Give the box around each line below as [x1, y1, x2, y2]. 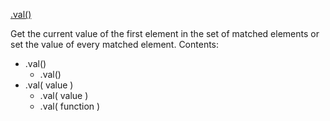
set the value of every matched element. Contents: [10, 39, 220, 50]
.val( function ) [39, 100, 101, 112]
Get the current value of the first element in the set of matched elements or [10, 28, 320, 39]
